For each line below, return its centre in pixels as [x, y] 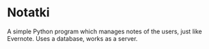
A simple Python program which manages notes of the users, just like [105, 31]
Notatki [28, 13]
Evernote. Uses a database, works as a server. [72, 38]
